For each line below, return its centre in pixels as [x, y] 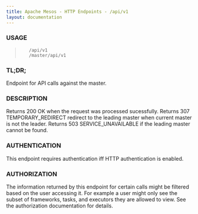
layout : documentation [34, 17]
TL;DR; [16, 70]
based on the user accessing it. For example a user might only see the [92, 193]
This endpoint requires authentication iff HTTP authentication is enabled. [95, 158]
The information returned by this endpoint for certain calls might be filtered [98, 187]
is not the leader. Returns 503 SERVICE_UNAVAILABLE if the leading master [98, 124]
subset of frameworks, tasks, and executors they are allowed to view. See [96, 199]
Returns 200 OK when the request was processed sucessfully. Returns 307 [98, 111]
